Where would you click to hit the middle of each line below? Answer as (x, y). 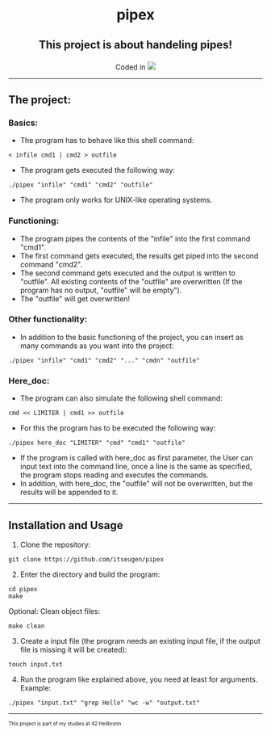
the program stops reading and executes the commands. (114, 475)
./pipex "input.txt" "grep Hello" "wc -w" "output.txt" (104, 703)
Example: (35, 687)
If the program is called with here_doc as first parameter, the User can (136, 458)
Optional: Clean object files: (54, 611)
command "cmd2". (51, 264)
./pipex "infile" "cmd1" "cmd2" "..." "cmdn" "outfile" (104, 360)
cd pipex (23, 589)
